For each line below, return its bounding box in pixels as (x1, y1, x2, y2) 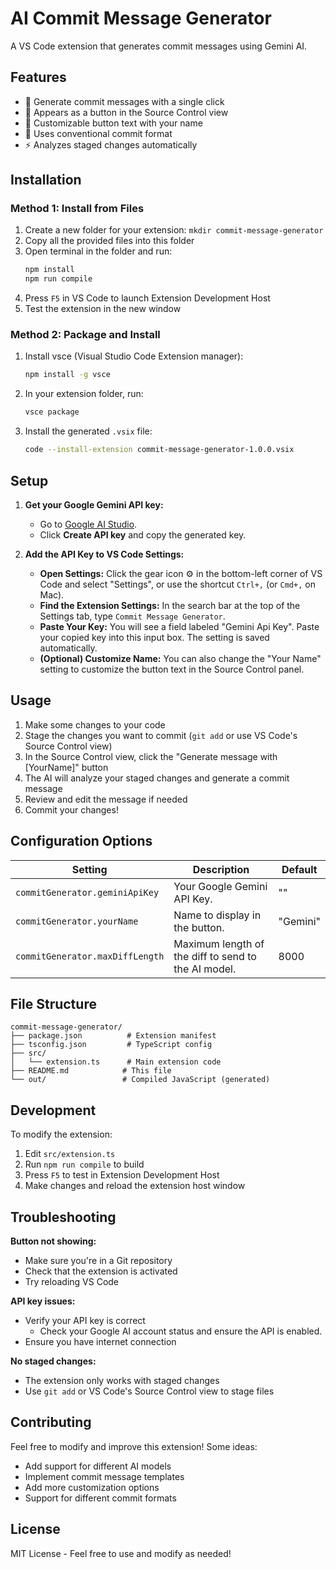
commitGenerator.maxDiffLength (15, 950, 165, 962)
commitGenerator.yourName (15, 915, 139, 927)
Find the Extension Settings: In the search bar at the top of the (39, 599, 301, 611)
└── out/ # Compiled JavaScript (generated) (10, 1075, 271, 1085)
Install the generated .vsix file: (24, 425, 153, 437)
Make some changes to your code (24, 718, 166, 731)
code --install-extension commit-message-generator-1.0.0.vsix (24, 445, 295, 455)
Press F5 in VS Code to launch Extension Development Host (24, 292, 271, 304)
